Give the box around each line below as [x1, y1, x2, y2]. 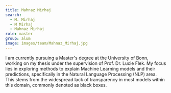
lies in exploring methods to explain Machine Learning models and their [5, 65, 156, 72]
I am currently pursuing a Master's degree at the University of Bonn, [5, 55, 149, 61]
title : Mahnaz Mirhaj [5, 7, 52, 13]
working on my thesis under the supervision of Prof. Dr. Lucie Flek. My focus [5, 60, 166, 66]
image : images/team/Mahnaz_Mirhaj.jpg [5, 41, 88, 46]
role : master [5, 31, 33, 36]
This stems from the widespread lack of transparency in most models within [5, 76, 165, 82]
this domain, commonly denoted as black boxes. [5, 82, 107, 88]
